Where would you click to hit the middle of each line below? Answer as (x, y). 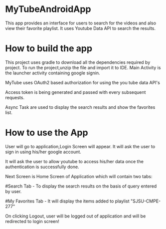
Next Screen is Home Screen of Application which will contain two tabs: (79, 176)
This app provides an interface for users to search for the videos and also (81, 23)
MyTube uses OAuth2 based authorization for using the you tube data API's (83, 82)
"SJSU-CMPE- (146, 201)
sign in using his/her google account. (43, 152)
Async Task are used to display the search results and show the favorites (80, 107)
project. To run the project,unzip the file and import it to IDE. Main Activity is (83, 67)
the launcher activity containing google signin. (53, 73)
